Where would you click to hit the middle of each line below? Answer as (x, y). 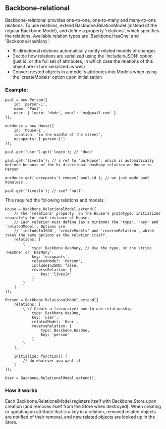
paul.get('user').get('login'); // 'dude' (50, 152)
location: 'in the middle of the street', (58, 135)
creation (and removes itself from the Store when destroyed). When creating (83, 406)
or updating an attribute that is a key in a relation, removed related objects (81, 412)
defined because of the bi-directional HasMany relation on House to (79, 165)
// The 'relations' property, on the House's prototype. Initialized (87, 214)
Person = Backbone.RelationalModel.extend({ (52, 300)
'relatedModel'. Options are (35, 227)
